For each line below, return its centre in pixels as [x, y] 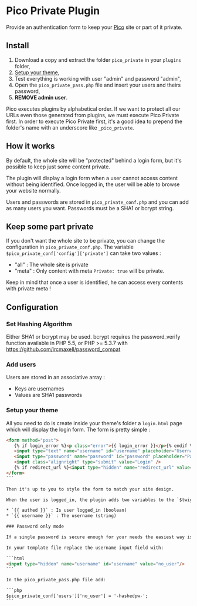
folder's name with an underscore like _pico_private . [70, 127]
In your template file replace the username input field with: [85, 548]
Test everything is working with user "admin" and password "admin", [98, 78]
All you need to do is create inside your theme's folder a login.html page [94, 423]
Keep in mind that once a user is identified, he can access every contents [95, 282]
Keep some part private [50, 226]
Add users [21, 365]
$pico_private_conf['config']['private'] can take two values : [84, 253]
